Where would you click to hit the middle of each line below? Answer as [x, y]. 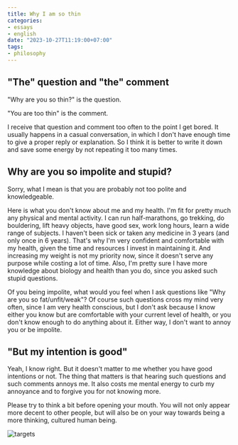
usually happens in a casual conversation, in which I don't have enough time [119, 134]
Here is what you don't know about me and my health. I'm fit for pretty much [119, 210]
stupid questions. [33, 278]
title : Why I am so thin [44, 14]
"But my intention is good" [67, 352]
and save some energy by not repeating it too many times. [92, 149]
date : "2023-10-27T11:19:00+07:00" [60, 40]
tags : [15, 47]
